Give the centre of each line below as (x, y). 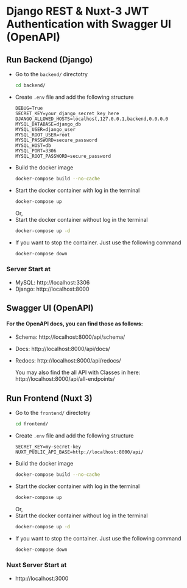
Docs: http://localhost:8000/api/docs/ (63, 349)
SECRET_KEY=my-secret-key (48, 447)
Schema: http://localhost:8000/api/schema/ (70, 337)
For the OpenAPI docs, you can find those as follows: (75, 324)
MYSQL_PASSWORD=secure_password (56, 140)
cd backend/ (30, 85)
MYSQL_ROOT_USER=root (42, 135)
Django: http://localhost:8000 (52, 289)
